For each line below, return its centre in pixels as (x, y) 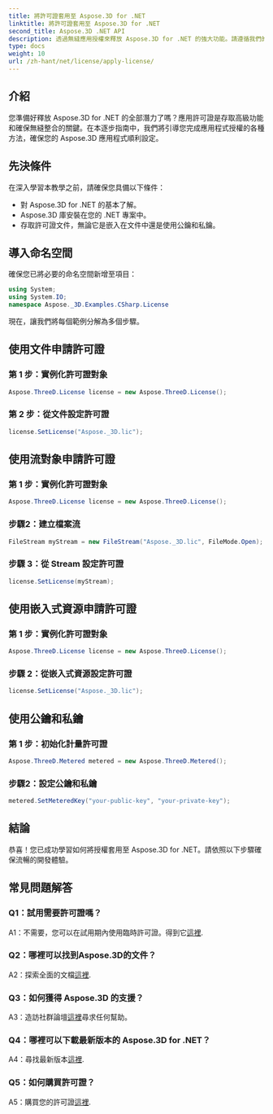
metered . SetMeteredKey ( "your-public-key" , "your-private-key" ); (119, 801)
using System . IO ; (38, 297)
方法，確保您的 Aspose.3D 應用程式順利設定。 (86, 138)
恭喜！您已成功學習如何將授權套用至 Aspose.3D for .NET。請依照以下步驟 (132, 849)
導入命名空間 (41, 253)
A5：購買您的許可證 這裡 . (50, 1102)
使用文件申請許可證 (56, 350)
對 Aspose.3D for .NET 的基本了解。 (80, 204)
